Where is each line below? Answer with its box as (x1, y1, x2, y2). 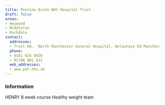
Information (5, 83, 34, 90)
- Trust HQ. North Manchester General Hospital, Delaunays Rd (9, 44, 141, 49)
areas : (5, 16, 19, 21)
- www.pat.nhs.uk (9, 67, 45, 72)
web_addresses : (9, 62, 41, 67)
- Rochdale (5, 30, 27, 35)
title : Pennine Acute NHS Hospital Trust (5, 7, 91, 12)
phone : (9, 48, 23, 53)
